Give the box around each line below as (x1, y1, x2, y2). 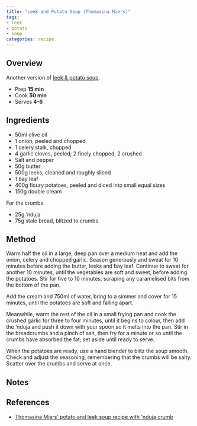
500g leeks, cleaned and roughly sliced (14, 169, 111, 176)
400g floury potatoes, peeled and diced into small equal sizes (14, 182, 166, 189)
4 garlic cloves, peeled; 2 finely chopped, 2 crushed (14, 150, 142, 157)
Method (6, 234, 36, 244)
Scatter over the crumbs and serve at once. (6, 360, 112, 367)
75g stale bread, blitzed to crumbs (14, 217, 99, 224)
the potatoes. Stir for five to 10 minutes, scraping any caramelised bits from (6, 275, 190, 282)
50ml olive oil (14, 131, 47, 138)
